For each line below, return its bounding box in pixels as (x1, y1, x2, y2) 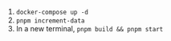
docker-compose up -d (15, 8, 88, 16)
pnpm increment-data (15, 17, 85, 25)
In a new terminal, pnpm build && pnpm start (15, 24, 164, 33)
